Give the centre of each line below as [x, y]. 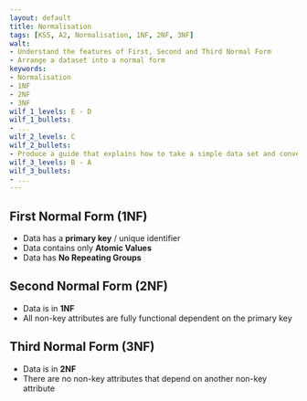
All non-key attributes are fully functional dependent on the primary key [157, 318]
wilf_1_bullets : [40, 120]
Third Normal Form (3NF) [82, 347]
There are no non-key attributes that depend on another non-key [145, 378]
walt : [20, 43]
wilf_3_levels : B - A [51, 162]
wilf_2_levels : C [42, 137]
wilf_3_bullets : [40, 171]
